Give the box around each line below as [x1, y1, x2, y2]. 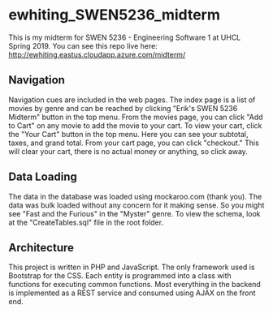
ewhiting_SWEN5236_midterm [8, 6, 221, 24]
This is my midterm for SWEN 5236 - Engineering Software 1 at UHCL [8, 32, 241, 42]
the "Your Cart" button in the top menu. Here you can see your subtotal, [8, 129, 249, 139]
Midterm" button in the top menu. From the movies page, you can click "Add [8, 112, 263, 122]
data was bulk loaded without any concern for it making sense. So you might [8, 200, 265, 210]
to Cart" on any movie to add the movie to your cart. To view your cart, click [8, 120, 262, 131]
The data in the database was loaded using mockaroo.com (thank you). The [8, 191, 262, 201]
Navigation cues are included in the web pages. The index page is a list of [8, 95, 256, 105]
